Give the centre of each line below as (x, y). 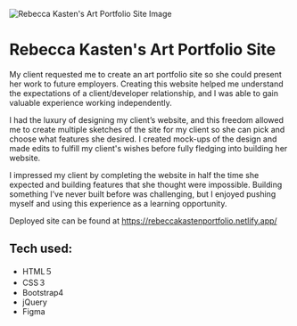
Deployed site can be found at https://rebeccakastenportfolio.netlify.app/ (144, 220)
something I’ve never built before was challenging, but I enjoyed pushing (143, 194)
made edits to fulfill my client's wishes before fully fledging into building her (148, 148)
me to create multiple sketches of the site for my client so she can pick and (147, 129)
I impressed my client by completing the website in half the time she (134, 175)
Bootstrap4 (43, 292)
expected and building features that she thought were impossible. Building (146, 184)
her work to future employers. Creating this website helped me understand (146, 84)
